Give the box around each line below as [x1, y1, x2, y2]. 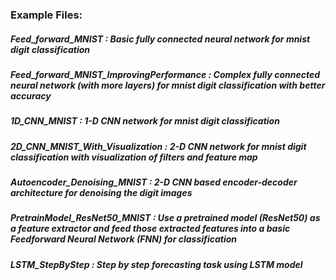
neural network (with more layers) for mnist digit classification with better [10, 79, 326, 91]
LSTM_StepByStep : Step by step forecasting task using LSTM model [10, 258, 303, 270]
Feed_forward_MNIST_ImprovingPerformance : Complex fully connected [10, 68, 321, 80]
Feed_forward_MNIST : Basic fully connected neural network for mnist [10, 33, 311, 45]
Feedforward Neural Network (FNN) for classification [10, 233, 237, 245]
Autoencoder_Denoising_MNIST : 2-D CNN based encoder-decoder [10, 176, 298, 188]
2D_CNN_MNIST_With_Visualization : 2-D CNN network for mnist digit [10, 140, 307, 152]
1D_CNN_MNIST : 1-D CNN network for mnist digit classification [10, 115, 280, 127]
